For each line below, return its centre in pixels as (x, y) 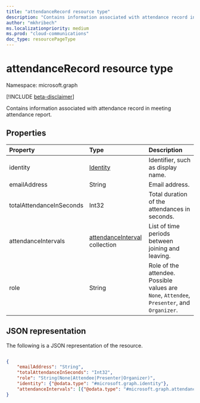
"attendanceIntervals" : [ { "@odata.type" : (69, 389)
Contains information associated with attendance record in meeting (89, 108)
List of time (164, 226)
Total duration (168, 194)
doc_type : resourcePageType (41, 39)
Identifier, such (170, 160)
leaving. (160, 256)
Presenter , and (169, 303)
